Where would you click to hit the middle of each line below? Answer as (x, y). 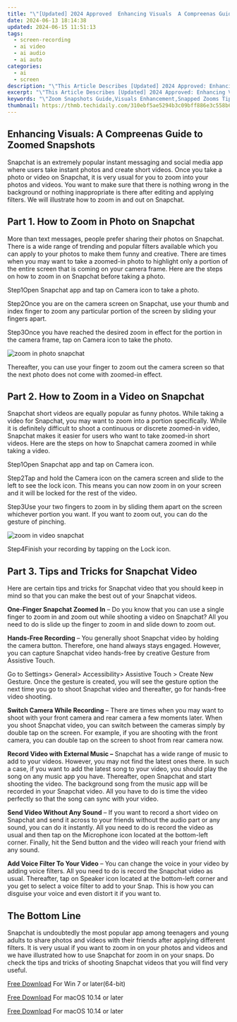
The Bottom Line (44, 916)
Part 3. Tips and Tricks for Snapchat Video (102, 571)
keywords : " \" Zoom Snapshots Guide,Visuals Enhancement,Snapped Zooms (113, 99)
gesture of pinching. (37, 522)
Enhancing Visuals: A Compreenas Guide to (105, 134)
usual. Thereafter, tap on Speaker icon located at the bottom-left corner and (117, 879)
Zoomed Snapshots (51, 145)
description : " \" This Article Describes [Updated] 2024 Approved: (107, 86)
